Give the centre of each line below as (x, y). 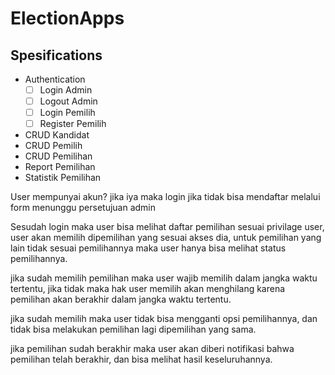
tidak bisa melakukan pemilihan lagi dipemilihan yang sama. (133, 329)
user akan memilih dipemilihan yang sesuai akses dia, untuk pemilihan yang (166, 238)
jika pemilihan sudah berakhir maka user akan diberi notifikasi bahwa (152, 349)
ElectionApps (67, 18)
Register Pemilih (73, 124)
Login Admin (66, 90)
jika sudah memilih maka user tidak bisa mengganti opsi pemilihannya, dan (164, 319)
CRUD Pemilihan (58, 156)
